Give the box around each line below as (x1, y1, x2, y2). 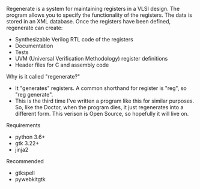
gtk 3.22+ (14, 140, 40, 146)
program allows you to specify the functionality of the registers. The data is (6, 11, 192, 19)
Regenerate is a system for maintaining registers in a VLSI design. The (6, 5, 180, 12)
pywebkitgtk (14, 176, 46, 182)
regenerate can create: (6, 24, 63, 31)
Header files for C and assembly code (14, 61, 109, 68)
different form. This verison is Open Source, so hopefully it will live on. (14, 110, 189, 117)
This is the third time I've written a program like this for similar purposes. (14, 97, 195, 104)
